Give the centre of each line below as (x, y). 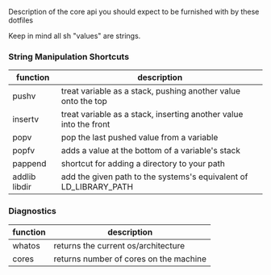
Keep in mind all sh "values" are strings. (75, 36)
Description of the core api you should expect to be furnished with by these (134, 12)
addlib (24, 177)
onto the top (84, 102)
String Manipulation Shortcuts (69, 56)
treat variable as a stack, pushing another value (150, 91)
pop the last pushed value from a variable (140, 138)
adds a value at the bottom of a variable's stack (150, 151)
